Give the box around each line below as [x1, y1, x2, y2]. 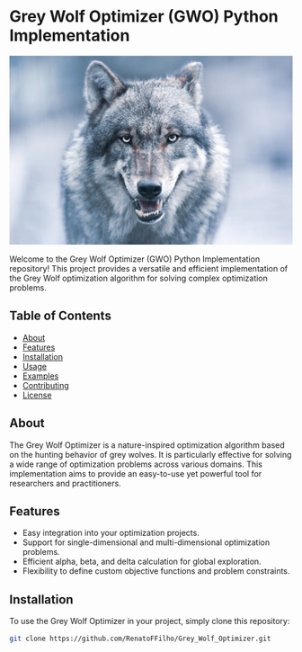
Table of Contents [9, 308, 112, 324]
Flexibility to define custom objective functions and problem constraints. [22, 566, 290, 576]
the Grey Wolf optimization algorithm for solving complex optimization [9, 272, 268, 283]
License [22, 389, 52, 400]
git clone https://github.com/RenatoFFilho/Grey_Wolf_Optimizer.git [9, 634, 271, 644]
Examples [22, 371, 59, 381]
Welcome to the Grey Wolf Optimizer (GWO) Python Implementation [9, 254, 261, 264]
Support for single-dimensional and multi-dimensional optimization [22, 537, 271, 548]
